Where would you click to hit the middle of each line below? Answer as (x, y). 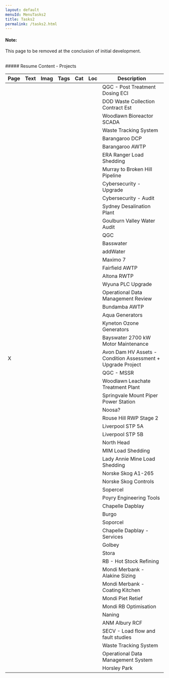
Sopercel (113, 490)
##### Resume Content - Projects (41, 66)
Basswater (115, 243)
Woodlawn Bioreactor (128, 116)
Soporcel (113, 522)
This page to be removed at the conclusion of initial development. (73, 51)
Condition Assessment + (131, 358)
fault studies (117, 637)
